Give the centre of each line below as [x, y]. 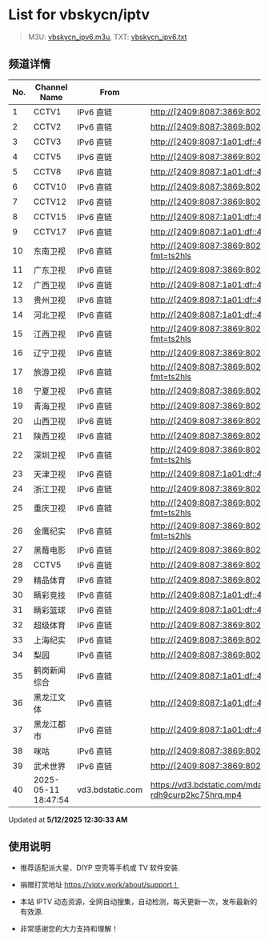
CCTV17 [50, 231]
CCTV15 [50, 216]
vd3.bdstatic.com [110, 790]
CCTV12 [50, 202]
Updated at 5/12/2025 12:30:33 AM [68, 819]
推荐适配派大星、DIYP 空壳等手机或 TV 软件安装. [100, 867]
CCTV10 [50, 186]
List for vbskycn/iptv [79, 15]
